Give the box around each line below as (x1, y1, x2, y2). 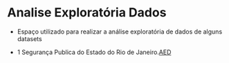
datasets (17, 34, 43, 42)
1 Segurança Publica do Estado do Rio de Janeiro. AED (17, 48, 172, 56)
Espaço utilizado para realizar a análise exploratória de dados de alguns (17, 27, 223, 36)
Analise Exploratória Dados (7, 5, 167, 21)
